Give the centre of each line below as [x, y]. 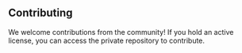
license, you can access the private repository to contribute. [106, 40]
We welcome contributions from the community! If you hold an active [121, 32]
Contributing [40, 13]
